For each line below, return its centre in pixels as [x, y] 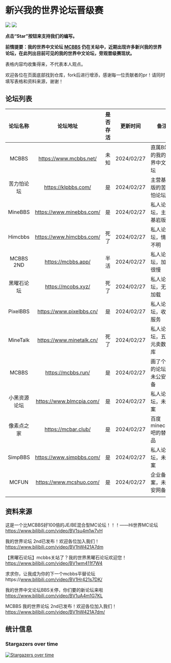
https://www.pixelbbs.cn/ [68, 311]
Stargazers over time [32, 644]
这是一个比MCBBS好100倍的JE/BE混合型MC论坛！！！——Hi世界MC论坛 [82, 525]
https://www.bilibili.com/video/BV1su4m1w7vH [54, 531]
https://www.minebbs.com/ [68, 212]
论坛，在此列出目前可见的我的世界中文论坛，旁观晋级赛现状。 [70, 53]
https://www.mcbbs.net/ [68, 158]
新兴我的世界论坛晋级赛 [54, 10]
